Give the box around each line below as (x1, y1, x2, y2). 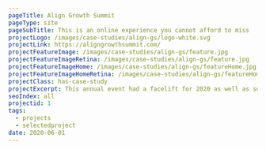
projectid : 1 (8, 99, 51, 107)
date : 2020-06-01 (8, 129, 66, 136)
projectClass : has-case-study (8, 77, 108, 85)
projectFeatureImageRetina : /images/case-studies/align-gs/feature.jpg (8, 56, 249, 64)
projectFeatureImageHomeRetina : (8, 70, 115, 78)
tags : (8, 107, 26, 115)
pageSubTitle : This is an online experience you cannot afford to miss (8, 26, 249, 34)
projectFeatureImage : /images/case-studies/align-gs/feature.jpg (8, 48, 228, 56)
